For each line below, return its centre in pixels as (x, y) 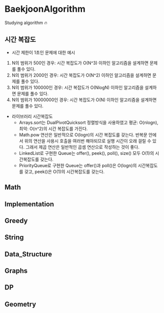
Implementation (29, 204)
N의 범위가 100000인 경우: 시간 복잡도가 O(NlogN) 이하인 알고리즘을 (78, 87)
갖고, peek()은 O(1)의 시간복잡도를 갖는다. (65, 171)
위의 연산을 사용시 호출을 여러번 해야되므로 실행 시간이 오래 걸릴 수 (88, 141)
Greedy (16, 220)
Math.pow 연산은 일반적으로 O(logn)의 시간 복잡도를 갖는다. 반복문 (83, 135)
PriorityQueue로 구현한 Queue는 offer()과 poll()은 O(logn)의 (78, 165)
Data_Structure (28, 254)
